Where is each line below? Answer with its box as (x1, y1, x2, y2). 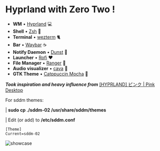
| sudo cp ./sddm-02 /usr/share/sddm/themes (5, 106, 107, 113)
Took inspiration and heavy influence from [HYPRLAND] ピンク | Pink (5, 81, 155, 88)
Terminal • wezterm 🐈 (12, 34, 61, 40)
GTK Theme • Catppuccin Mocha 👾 (12, 71, 88, 77)
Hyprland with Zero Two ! (5, 4, 115, 15)
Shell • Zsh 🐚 (12, 28, 41, 34)
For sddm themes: (5, 97, 44, 103)
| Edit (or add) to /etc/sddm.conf (5, 117, 75, 123)
